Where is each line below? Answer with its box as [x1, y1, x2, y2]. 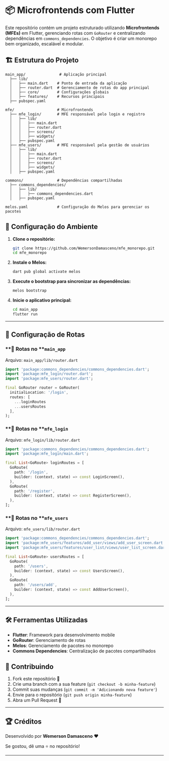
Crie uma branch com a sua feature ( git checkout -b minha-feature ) [12, 681, 156, 687]
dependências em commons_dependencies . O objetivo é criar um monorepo [5, 35, 157, 41]
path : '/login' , [14, 470, 49, 475]
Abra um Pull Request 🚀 [12, 697, 62, 703]
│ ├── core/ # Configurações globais [10, 89, 109, 94]
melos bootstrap [12, 288, 47, 293]
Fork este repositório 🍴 [12, 676, 60, 682]
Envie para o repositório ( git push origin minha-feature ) [12, 692, 132, 698]
